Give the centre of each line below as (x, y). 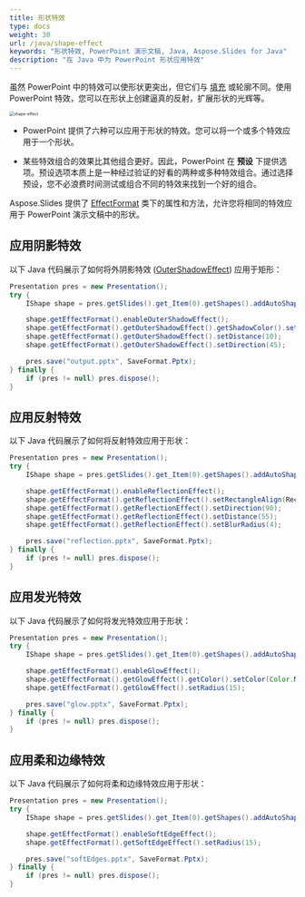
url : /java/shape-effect (56, 43)
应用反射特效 (45, 417)
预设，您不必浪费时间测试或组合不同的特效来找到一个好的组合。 (142, 184)
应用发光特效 (45, 597)
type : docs (30, 26)
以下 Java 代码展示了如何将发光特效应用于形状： (100, 620)
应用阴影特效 (45, 246)
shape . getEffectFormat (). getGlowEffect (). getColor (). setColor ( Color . (160, 680)
